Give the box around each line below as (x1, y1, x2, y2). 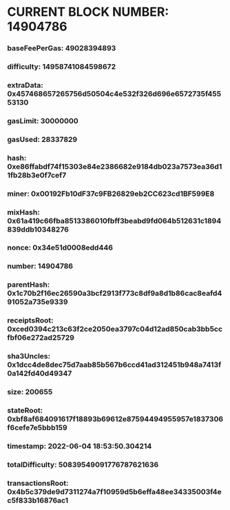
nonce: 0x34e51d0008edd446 (7, 243, 114, 252)
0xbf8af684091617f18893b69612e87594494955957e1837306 (7, 414, 224, 424)
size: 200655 (7, 387, 53, 397)
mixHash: (7, 207, 40, 217)
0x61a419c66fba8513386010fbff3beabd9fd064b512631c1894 (7, 216, 222, 225)
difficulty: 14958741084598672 (7, 62, 116, 72)
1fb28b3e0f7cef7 (7, 170, 67, 180)
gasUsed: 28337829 (7, 134, 78, 144)
